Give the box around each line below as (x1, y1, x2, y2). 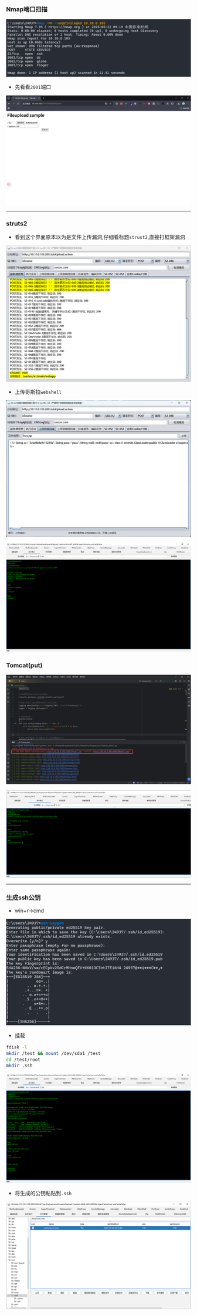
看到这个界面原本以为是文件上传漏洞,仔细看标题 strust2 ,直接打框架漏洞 (14, 233, 186, 240)
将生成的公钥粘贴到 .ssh (14, 1190, 72, 1197)
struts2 (6, 219, 28, 227)
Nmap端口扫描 (6, 5, 48, 13)
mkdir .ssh (6, 1063, 33, 1069)
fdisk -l (6, 1044, 28, 1050)
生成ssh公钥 (6, 893, 41, 902)
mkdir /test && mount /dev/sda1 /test (6, 1050, 101, 1056)
